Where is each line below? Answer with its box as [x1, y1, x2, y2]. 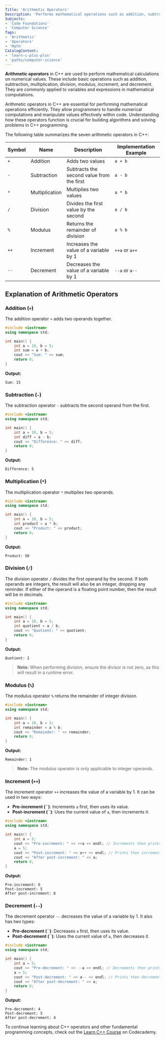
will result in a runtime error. [17, 669, 74, 675]
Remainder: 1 [5, 757, 32, 762]
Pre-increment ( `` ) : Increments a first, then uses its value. [12, 804, 129, 810]
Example [126, 149, 146, 156]
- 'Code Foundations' [5, 21, 50, 26]
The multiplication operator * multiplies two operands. [5, 489, 114, 495]
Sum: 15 [5, 380, 21, 385]
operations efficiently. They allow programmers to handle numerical [5, 107, 142, 112]
